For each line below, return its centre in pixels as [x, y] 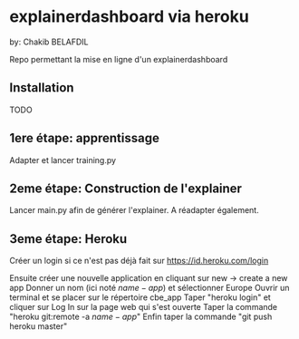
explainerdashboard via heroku [129, 17]
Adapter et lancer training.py [63, 160]
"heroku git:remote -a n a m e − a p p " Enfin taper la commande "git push [141, 317]
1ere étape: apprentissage [85, 138]
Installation [42, 88]
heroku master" [39, 326]
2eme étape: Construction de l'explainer [126, 188]
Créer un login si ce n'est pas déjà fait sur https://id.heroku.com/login [139, 261]
